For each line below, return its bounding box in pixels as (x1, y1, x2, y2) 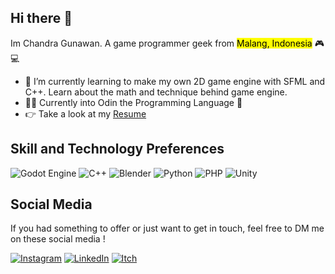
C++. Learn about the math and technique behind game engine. (24, 86, 288, 98)
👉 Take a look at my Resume (24, 107, 147, 120)
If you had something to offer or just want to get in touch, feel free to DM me (10, 222, 325, 235)
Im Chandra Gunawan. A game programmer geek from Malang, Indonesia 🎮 (10, 37, 325, 49)
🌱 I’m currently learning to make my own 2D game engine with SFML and (24, 75, 326, 87)
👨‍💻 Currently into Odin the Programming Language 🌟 (24, 96, 243, 108)
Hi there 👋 (10, 10, 73, 27)
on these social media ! (10, 233, 106, 245)
